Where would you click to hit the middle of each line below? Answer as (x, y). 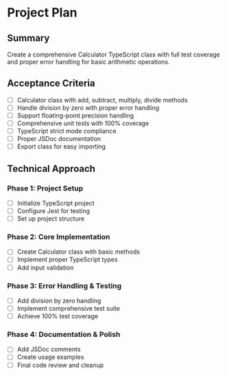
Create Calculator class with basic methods (79, 252)
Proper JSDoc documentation (59, 139)
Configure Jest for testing (53, 211)
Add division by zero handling (59, 300)
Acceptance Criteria (51, 84)
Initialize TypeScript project (56, 203)
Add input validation (45, 267)
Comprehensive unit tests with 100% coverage (83, 123)
